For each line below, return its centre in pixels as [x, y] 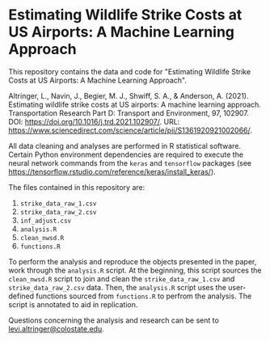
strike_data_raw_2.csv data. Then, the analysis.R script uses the [117, 287]
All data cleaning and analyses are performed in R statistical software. [124, 146]
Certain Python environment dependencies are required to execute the [126, 154]
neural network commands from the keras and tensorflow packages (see [130, 163]
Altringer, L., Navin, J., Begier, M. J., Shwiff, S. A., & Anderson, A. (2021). [129, 95]
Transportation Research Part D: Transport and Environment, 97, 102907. [129, 113]
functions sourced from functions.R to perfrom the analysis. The [144, 296]
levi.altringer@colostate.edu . [56, 328]
